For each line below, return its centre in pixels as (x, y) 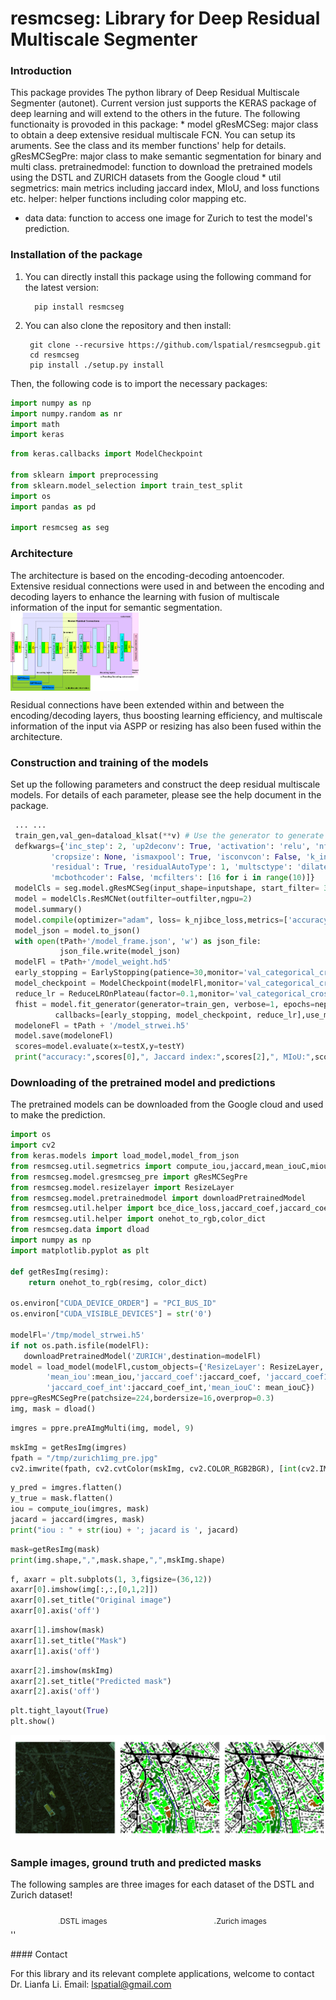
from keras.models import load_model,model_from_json (125, 1156)
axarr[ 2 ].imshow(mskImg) (62, 1670)
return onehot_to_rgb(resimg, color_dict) (118, 1282)
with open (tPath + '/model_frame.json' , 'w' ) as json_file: (138, 941)
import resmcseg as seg (60, 528)
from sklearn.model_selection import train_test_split (127, 485)
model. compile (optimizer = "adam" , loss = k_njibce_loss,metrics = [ (151, 920)
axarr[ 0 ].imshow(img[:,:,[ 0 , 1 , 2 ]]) (84, 1590)
